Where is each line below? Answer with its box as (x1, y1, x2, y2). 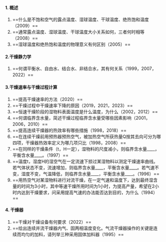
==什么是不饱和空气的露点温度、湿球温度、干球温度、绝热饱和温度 (12, 16, 149, 22)
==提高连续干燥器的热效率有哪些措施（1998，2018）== (12, 127, 127, 133)
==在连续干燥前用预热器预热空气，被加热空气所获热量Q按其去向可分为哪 (12, 133, 162, 139)
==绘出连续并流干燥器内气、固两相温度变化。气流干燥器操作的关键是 (12, 225, 154, 231)
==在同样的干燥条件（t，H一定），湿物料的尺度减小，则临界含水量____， (12, 146, 160, 152)
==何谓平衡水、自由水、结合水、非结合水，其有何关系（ (12, 66, 128, 72)
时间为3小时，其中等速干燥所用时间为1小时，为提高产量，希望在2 (21, 183, 155, 189)
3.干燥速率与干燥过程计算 (5, 84, 58, 90)
